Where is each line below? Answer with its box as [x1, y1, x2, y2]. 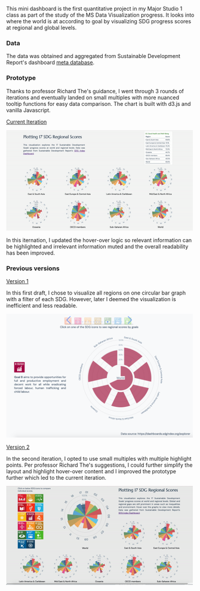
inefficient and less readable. [6, 302, 78, 310]
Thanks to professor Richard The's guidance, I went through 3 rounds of [6, 87, 184, 94]
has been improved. [6, 249, 56, 256]
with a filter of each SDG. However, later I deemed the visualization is [6, 296, 176, 303]
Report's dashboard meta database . [6, 59, 95, 66]
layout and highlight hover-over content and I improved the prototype [6, 468, 176, 475]
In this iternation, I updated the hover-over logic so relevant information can [6, 236, 192, 244]
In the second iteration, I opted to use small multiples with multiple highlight [6, 455, 192, 463]
